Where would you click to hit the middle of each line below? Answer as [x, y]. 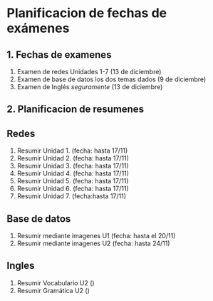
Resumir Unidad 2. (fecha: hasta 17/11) [73, 158]
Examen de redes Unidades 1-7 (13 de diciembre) [89, 72]
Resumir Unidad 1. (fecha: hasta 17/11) [72, 150]
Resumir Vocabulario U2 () [56, 282]
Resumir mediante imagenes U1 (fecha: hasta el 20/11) [96, 236]
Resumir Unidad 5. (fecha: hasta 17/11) [73, 181]
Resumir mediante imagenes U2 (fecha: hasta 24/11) [93, 243]
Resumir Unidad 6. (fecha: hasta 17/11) [73, 189]
